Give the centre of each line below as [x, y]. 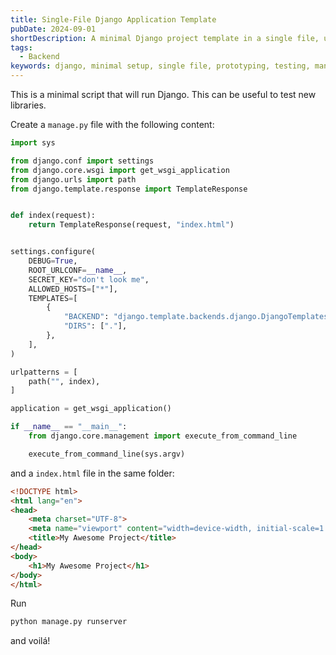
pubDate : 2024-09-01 [53, 29]
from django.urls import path [73, 179]
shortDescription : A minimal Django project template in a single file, [165, 38]
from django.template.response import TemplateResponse [129, 189]
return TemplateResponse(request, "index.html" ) [131, 225]
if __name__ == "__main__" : [69, 427]
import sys [33, 143]
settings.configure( [53, 252]
